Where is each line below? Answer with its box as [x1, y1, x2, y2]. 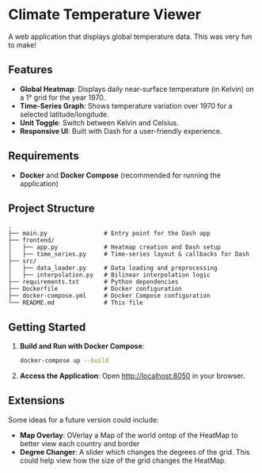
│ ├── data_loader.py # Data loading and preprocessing [8, 264, 218, 273]
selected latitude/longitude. [19, 109, 109, 119]
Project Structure [8, 201, 95, 215]
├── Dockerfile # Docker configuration [8, 285, 182, 293]
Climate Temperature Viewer [8, 6, 202, 24]
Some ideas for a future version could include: [8, 414, 159, 425]
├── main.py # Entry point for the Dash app [8, 230, 211, 238]
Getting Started [8, 320, 86, 334]
